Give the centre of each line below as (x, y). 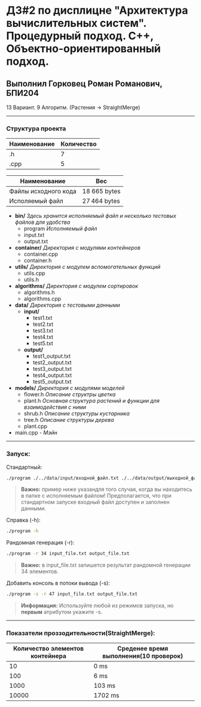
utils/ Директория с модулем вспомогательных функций (88, 267)
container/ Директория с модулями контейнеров (77, 248)
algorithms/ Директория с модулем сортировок (77, 286)
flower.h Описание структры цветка (70, 394)
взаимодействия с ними (55, 407)
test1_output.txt (51, 356)
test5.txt (43, 343)
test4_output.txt (52, 375)
